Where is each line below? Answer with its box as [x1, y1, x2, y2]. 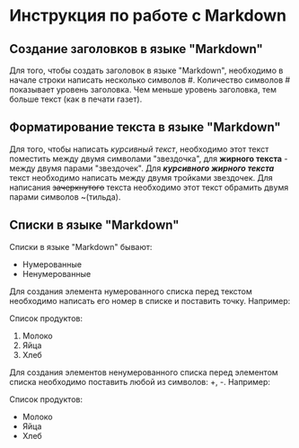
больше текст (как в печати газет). [9, 94, 143, 104]
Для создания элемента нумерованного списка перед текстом [9, 285, 253, 297]
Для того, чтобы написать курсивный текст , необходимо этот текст [9, 143, 269, 154]
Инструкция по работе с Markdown [9, 5, 287, 26]
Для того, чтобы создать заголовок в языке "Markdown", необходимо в [9, 65, 284, 76]
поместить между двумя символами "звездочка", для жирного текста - [9, 153, 288, 164]
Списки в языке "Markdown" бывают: [9, 241, 153, 252]
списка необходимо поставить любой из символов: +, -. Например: [9, 376, 271, 387]
